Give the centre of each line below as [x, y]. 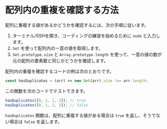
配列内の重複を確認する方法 [62, 10]
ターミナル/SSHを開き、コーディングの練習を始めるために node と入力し [86, 35]
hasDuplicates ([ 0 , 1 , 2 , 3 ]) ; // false [47, 105]
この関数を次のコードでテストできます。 [47, 91]
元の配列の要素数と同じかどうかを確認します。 [60, 60]
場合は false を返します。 [36, 121]
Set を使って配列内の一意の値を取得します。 [58, 48]
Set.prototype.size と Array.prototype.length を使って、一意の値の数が [87, 54]
